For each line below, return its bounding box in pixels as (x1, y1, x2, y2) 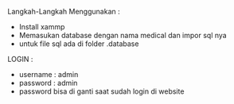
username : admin (18, 70, 79, 79)
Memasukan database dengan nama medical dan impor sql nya (18, 31, 228, 40)
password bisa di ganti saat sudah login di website (18, 87, 185, 96)
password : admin (18, 79, 78, 87)
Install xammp (18, 22, 65, 31)
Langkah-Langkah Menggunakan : (7, 7, 120, 16)
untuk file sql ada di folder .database (18, 39, 139, 48)
